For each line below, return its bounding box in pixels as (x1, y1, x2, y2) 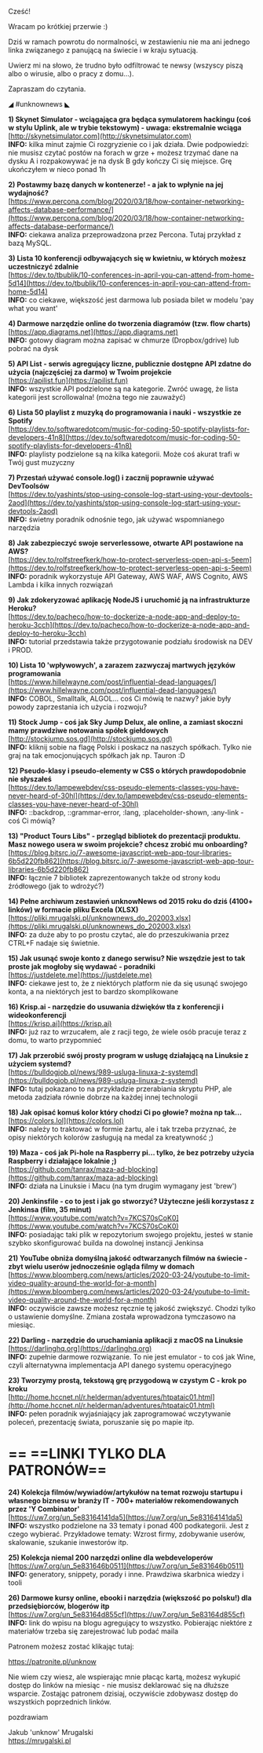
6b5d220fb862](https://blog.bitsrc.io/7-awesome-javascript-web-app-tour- (8, 856, 254, 866)
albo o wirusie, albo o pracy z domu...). (8, 69, 134, 78)
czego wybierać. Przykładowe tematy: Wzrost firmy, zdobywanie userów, (8, 1529, 246, 1539)
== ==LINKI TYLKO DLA (8, 1445, 166, 1463)
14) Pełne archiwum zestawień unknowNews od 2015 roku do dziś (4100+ (8, 897, 254, 906)
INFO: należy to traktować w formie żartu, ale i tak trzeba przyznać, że (8, 1125, 237, 1133)
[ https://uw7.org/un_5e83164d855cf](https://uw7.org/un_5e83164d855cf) (8, 1609, 246, 1619)
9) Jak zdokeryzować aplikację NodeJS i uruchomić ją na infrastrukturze (8, 595, 250, 604)
